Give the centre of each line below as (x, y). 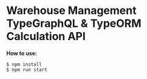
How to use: (22, 53)
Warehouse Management (71, 11)
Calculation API (46, 36)
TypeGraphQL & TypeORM (74, 23)
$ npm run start (27, 70)
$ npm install (24, 64)
